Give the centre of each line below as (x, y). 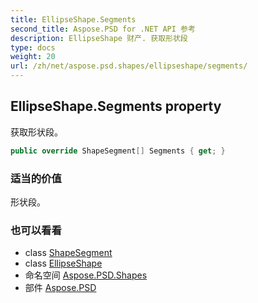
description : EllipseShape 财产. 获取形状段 (99, 38)
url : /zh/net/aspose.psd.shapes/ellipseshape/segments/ (129, 66)
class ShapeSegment (68, 253)
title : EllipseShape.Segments (73, 19)
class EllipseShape (63, 263)
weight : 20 (33, 57)
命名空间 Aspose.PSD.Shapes (86, 275)
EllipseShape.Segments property (116, 106)
